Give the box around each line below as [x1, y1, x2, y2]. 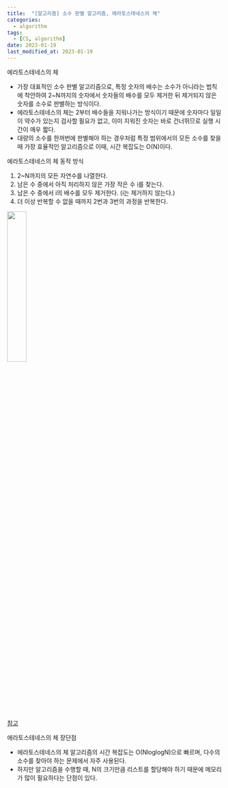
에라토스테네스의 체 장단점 [7, 733, 77, 741]
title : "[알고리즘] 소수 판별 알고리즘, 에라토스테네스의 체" [7, 10, 160, 17]
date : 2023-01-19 [7, 42, 57, 49]
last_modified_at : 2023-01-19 [7, 49, 94, 56]
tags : [7, 29, 23, 36]
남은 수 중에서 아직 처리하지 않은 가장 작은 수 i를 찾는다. [16, 180, 164, 188]
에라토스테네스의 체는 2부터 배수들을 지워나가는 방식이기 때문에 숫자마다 [16, 108, 210, 116]
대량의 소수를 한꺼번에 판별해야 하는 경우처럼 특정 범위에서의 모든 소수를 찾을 [16, 134, 222, 142]
